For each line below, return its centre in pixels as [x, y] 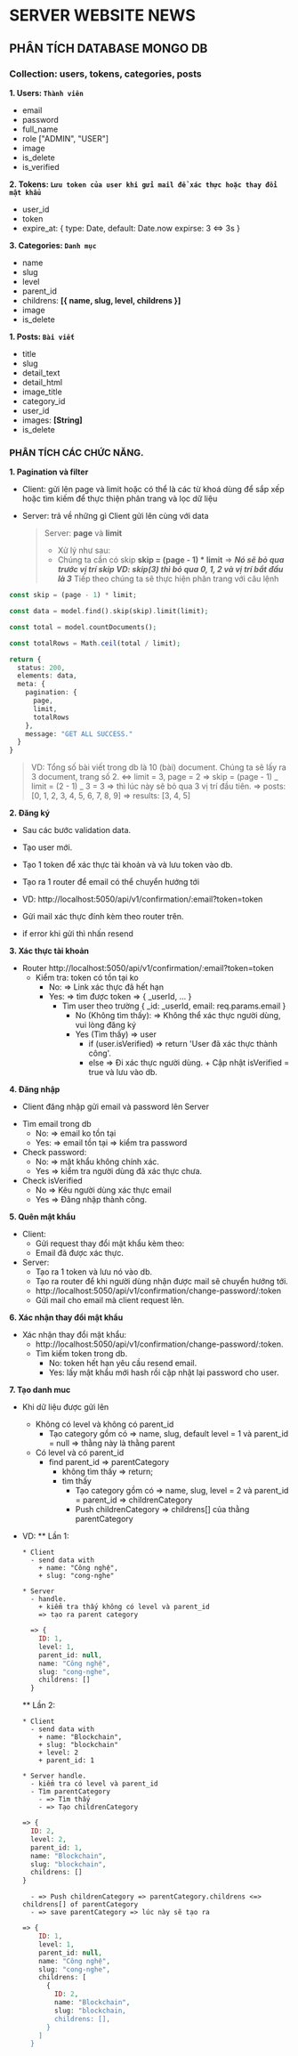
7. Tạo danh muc [40, 1390]
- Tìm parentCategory [71, 1792]
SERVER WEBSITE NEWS [102, 16]
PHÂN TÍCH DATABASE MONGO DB [109, 49]
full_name [40, 129]
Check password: [54, 1153]
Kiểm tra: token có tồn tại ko [87, 978]
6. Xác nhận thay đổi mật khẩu [66, 1317]
